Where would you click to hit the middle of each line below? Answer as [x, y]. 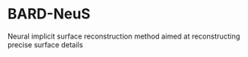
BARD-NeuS [49, 14]
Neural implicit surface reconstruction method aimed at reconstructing [124, 36]
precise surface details [45, 44]
